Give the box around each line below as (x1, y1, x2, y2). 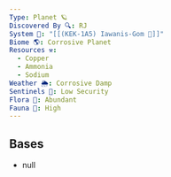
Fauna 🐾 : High (9, 104, 62, 112)
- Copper (17, 54, 50, 63)
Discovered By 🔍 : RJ (9, 21, 88, 30)
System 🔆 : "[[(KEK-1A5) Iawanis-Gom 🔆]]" (9, 29, 165, 38)
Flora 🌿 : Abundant (9, 95, 77, 104)
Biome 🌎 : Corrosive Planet (9, 37, 112, 47)
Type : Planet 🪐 (9, 12, 68, 22)
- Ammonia (17, 63, 53, 72)
